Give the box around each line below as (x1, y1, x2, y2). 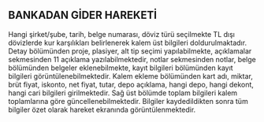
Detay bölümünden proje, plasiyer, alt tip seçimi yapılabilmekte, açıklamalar (8, 46, 252, 56)
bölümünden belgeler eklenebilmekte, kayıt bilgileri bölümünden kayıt (8, 63, 234, 72)
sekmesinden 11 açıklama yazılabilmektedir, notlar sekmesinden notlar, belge (8, 54, 256, 64)
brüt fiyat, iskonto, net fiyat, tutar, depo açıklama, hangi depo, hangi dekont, (8, 79, 255, 89)
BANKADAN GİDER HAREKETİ (8, 9, 158, 22)
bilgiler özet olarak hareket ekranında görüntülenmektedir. (8, 105, 196, 114)
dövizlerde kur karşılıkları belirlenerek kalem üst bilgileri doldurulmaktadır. (8, 38, 247, 47)
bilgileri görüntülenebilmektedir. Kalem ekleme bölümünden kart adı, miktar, (8, 71, 254, 80)
